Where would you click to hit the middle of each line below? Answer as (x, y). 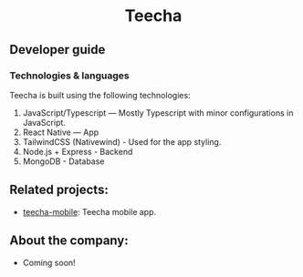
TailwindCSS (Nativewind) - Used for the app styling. (122, 141)
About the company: (69, 241)
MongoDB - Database (63, 161)
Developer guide (57, 50)
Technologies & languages (69, 76)
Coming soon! (49, 262)
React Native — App (61, 132)
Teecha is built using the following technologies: (100, 95)
